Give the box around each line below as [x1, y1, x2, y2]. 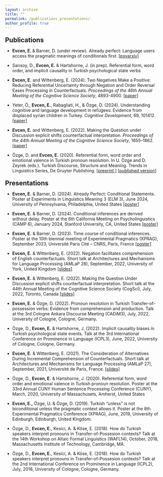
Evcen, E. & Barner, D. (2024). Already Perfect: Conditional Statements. [12, 191, 156, 197]
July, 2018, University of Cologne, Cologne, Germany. [12, 466, 120, 472]
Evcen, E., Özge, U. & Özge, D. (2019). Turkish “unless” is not [12, 401, 135, 407]
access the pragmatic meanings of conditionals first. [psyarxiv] [12, 53, 139, 59]
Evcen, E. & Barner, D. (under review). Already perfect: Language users [12, 48, 155, 54]
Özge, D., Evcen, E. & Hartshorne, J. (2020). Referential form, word [12, 375, 147, 381]
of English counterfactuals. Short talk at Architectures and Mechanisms [12, 256, 155, 262]
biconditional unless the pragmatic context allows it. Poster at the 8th [12, 406, 151, 412]
